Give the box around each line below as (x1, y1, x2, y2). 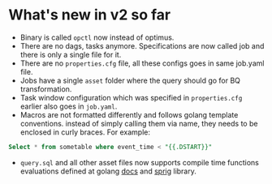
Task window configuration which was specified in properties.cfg (19, 92, 243, 102)
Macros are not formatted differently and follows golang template (19, 109, 239, 119)
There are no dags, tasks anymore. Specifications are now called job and (19, 41, 265, 50)
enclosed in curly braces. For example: (19, 127, 151, 137)
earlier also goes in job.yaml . (19, 101, 118, 111)
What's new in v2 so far (8, 6, 171, 24)
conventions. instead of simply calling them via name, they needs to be (19, 118, 258, 128)
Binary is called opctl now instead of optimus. (19, 32, 175, 42)
